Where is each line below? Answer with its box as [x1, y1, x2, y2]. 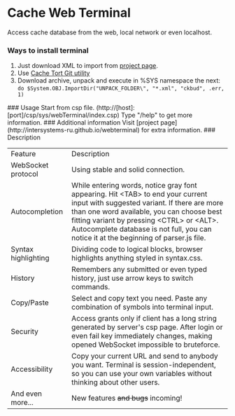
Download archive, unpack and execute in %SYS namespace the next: [17, 76, 220, 85]
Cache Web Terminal [7, 5, 131, 21]
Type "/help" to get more [121, 111, 193, 120]
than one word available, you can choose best [71, 207, 222, 216]
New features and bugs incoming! [71, 394, 183, 403]
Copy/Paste [10, 298, 49, 307]
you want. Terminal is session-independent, [71, 360, 217, 370]
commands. [71, 282, 111, 292]
